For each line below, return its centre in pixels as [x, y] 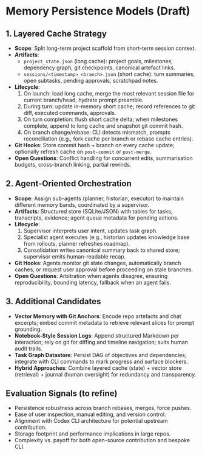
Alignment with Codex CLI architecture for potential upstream [91, 421]
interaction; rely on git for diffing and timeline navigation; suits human [101, 342]
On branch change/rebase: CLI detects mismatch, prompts [97, 132]
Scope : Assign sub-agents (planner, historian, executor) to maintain [99, 198]
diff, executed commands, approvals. [70, 113]
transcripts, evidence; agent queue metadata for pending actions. [96, 218]
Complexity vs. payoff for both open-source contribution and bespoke [102, 440]
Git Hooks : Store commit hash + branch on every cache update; [95, 145]
